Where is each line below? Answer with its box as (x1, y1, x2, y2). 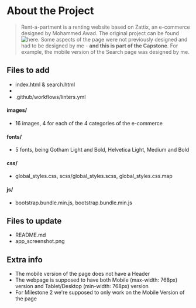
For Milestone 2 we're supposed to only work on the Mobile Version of (15, 289, 185, 296)
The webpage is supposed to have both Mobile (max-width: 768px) (15, 276, 178, 283)
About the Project (6, 4, 94, 18)
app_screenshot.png (15, 238, 65, 245)
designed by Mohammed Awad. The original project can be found (20, 29, 180, 36)
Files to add (6, 66, 50, 76)
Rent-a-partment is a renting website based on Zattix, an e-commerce (20, 23, 190, 30)
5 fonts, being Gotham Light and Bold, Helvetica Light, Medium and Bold (15, 146, 190, 153)
